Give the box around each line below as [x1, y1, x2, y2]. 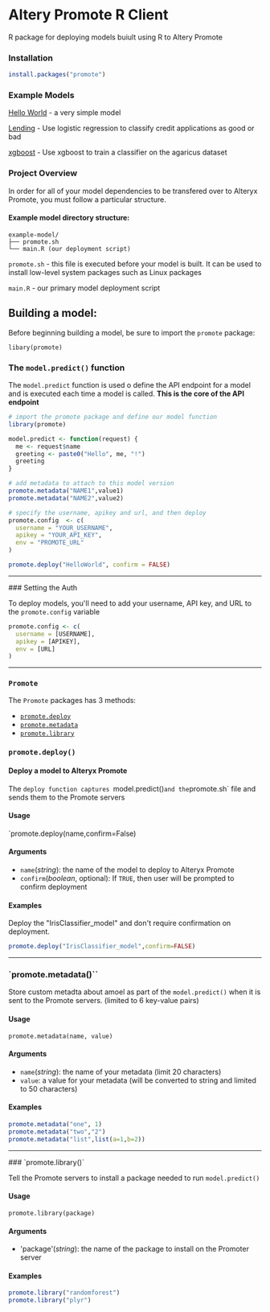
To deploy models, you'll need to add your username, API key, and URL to [8, 598, 252, 608]
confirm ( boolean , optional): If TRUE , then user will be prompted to [19, 874, 235, 883]
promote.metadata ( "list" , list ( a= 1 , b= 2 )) [8, 1135, 146, 1143]
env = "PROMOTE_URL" [15, 539, 84, 547]
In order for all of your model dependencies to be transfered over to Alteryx [8, 186, 258, 195]
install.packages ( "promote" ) [8, 71, 106, 79]
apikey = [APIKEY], [15, 637, 81, 645]
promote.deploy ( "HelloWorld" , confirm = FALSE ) [8, 561, 171, 569]
